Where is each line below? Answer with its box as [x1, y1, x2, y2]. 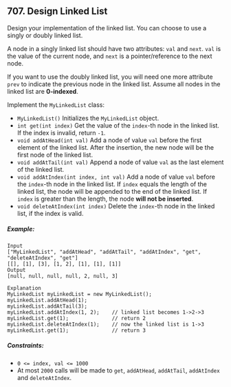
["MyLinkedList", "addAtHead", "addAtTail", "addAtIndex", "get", [7, 248, 201, 255]
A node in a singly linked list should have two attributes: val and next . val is [7, 44, 221, 52]
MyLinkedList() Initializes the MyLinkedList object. [16, 114, 159, 122]
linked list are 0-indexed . [7, 87, 79, 95]
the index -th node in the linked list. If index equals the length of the [16, 179, 208, 188]
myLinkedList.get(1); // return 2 [7, 315, 146, 321]
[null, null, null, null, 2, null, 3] [7, 272, 118, 279]
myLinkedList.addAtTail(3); [7, 303, 88, 310]
